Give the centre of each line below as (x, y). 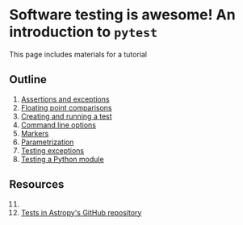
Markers (35, 133)
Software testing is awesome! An (123, 15)
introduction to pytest (84, 32)
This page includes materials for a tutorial (78, 54)
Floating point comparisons (66, 107)
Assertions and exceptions (65, 99)
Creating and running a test (66, 116)
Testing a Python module (62, 159)
